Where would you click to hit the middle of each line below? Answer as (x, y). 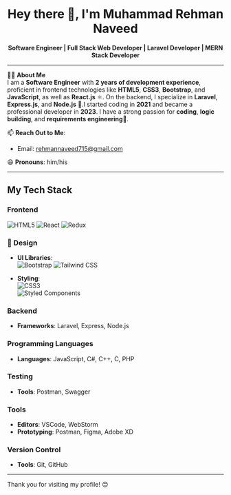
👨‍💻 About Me (26, 74)
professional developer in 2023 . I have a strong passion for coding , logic (111, 111)
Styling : (29, 278)
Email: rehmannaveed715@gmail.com (70, 148)
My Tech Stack (40, 190)
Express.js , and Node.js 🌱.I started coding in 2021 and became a (100, 104)
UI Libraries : (35, 257)
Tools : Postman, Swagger (54, 392)
